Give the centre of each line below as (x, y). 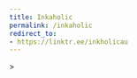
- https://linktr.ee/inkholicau (68, 42)
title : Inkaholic (41, 17)
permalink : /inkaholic (51, 25)
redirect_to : (33, 33)
